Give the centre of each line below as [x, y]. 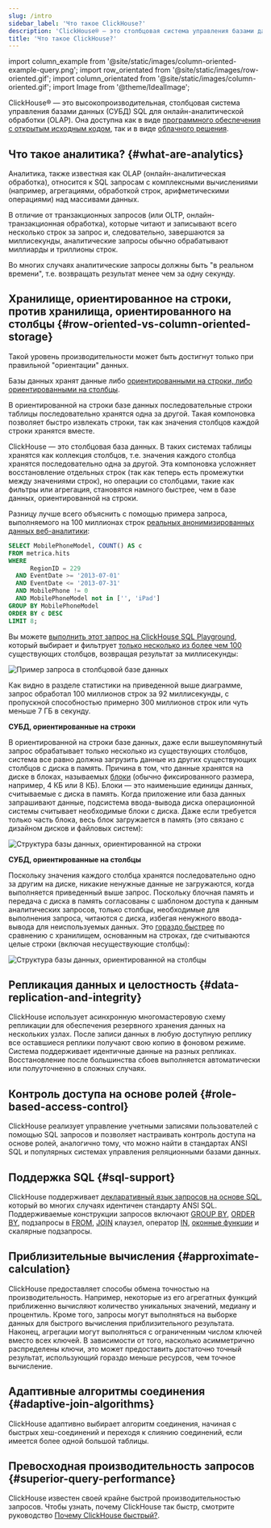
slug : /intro [30, 16]
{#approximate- [218, 1257]
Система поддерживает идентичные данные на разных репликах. [122, 1052]
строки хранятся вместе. [52, 430]
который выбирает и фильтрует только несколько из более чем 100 [125, 645]
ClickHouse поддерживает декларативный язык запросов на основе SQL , [135, 1196]
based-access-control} [69, 1106]
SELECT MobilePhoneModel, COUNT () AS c [75, 546]
